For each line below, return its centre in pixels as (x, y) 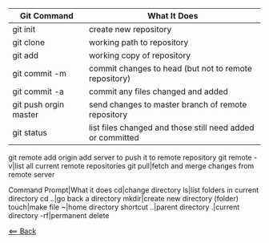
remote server (32, 174)
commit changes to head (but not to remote (170, 69)
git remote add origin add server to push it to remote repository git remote (130, 157)
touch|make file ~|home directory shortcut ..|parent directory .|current (124, 207)
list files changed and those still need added (171, 128)
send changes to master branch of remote (168, 105)
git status (30, 133)
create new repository (130, 29)
